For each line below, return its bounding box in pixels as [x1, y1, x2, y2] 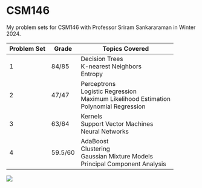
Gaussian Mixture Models [80, 152, 153, 160]
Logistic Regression [80, 87, 137, 96]
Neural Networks [80, 127, 129, 135]
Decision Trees [80, 54, 123, 63]
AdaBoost [80, 137, 109, 145]
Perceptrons [80, 79, 116, 88]
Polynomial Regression [80, 102, 146, 111]
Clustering [80, 144, 111, 153]
